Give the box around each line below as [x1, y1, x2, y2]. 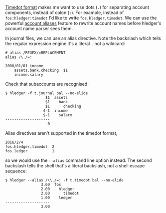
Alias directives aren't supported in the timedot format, [5, 130, 118, 136]
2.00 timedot [40, 191, 79, 196]
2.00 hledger [40, 186, 75, 191]
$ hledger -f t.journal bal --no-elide [5, 91, 88, 96]
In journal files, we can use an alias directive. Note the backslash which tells [5, 35, 161, 41]
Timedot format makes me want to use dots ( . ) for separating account [5, 5, 150, 10]
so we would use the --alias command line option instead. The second [5, 157, 152, 163]
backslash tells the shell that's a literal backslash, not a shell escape [5, 163, 145, 168]
